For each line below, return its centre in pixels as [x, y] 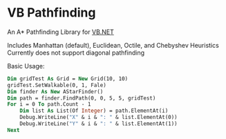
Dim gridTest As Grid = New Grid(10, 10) [68, 78]
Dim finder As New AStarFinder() [55, 91]
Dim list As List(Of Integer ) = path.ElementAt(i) [94, 111]
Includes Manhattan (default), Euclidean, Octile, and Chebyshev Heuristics [113, 45]
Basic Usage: [26, 66]
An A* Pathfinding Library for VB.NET [60, 32]
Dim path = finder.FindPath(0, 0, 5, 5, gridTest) [82, 98]
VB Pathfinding [51, 13]
